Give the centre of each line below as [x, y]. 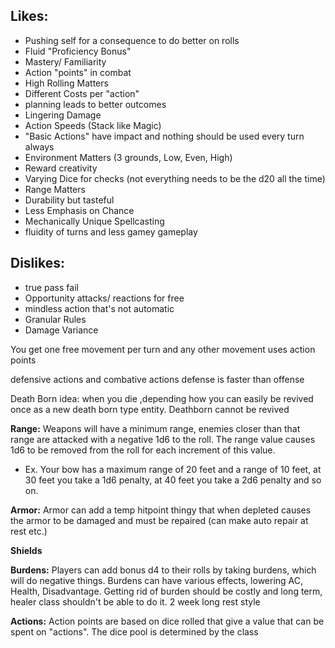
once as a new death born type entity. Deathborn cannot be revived [150, 409]
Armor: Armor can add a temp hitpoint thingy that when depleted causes [161, 510]
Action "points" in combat [78, 72]
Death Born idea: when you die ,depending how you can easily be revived [162, 398]
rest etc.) [29, 531]
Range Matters [55, 189]
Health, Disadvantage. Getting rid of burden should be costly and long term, [166, 591]
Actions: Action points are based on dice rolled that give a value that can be [167, 621]
